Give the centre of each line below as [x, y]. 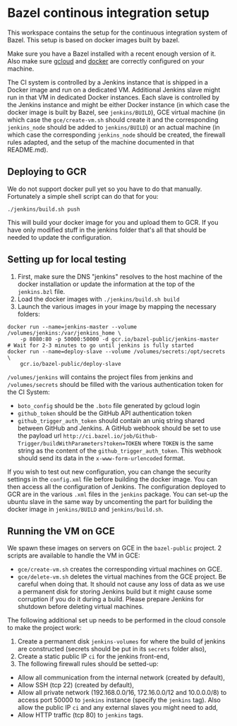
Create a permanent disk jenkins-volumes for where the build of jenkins [121, 641]
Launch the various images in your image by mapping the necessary [117, 306]
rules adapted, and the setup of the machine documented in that [101, 142]
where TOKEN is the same [178, 443]
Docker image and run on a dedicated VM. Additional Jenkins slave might [114, 90]
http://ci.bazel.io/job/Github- [111, 436]
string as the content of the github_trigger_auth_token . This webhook [120, 450]
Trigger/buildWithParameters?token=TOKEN [79, 443]
